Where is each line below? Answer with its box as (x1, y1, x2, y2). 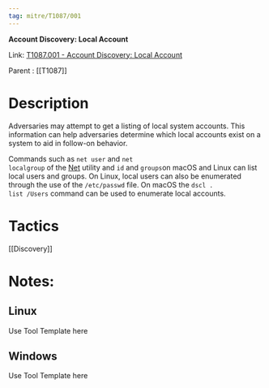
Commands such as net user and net (8, 153, 134, 163)
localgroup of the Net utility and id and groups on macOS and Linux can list (8, 162, 258, 172)
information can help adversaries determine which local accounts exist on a (8, 129, 261, 139)
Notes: (8, 272, 55, 291)
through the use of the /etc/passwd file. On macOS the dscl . (8, 179, 213, 189)
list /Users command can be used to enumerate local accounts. (8, 188, 226, 198)
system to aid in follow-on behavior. (8, 138, 128, 148)
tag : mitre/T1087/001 (8, 11, 82, 20)
